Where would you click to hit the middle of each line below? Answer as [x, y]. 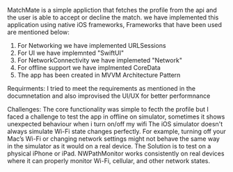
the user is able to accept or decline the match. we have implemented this [113, 17]
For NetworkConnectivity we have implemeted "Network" [100, 60]
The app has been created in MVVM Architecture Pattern [99, 75]
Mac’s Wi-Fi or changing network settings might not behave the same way [114, 139]
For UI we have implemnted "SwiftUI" [70, 53]
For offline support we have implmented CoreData [89, 68]
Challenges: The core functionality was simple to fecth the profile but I [108, 109]
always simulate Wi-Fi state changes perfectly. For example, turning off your [116, 131]
